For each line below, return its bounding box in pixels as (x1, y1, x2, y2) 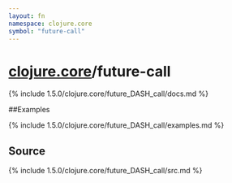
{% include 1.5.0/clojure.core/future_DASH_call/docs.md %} (8, 89, 209, 98)
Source (8, 144, 46, 158)
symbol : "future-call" (8, 27, 85, 35)
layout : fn (8, 11, 45, 20)
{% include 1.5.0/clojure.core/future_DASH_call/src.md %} (8, 166, 203, 176)
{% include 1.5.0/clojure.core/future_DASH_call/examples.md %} (8, 120, 225, 130)
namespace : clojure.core (8, 20, 92, 28)
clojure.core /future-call (8, 62, 171, 81)
